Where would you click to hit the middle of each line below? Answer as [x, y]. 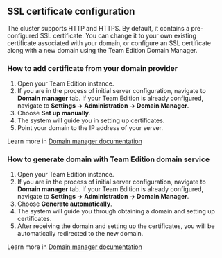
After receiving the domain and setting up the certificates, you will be [116, 226]
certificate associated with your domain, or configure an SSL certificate [109, 43]
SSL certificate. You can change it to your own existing [118, 35]
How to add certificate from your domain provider [93, 68]
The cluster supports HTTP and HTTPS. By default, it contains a [99, 28]
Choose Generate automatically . [65, 204]
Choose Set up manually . [54, 113]
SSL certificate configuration [71, 11]
